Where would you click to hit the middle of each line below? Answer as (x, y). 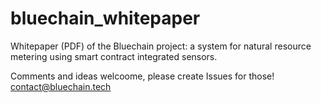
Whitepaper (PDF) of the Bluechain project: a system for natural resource (161, 46)
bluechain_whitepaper (105, 18)
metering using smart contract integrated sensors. (114, 56)
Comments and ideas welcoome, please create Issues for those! (142, 76)
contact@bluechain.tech (61, 86)
